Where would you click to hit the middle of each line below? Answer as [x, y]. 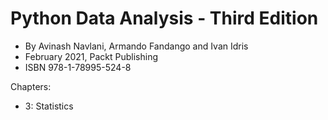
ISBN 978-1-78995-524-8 [78, 67]
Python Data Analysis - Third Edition [164, 18]
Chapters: [31, 86]
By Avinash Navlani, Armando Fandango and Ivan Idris [136, 46]
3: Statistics [49, 106]
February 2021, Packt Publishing [91, 56]
